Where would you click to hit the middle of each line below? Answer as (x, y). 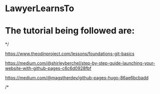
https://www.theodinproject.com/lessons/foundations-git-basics (70, 54)
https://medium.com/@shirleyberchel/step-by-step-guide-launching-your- (80, 63)
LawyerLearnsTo (40, 9)
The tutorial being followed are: (70, 31)
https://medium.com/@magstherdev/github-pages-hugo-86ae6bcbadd (77, 78)
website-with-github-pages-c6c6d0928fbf (48, 68)
